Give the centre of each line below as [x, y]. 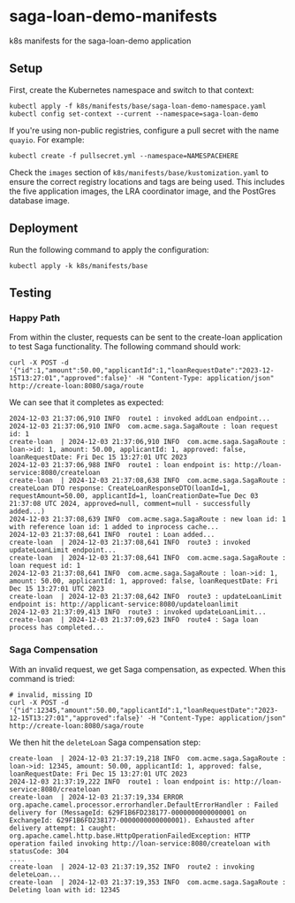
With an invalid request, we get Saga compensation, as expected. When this [147, 669]
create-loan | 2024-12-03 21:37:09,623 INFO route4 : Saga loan [134, 620]
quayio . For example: [47, 140]
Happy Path [34, 318]
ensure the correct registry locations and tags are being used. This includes [147, 181]
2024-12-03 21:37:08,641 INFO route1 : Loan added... [112, 535]
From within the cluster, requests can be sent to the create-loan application [146, 337]
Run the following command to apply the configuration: [109, 249]
